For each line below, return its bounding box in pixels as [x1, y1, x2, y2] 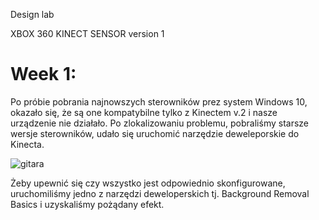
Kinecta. [10, 138, 45, 150]
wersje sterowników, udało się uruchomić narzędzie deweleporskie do [10, 127, 300, 139]
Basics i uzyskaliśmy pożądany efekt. [10, 198, 165, 210]
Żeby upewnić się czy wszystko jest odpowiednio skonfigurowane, [10, 177, 286, 189]
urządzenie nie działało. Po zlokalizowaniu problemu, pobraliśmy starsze [10, 117, 309, 129]
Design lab [10, 9, 55, 20]
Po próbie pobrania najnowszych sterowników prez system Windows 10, [10, 95, 308, 108]
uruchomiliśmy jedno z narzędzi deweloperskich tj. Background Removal [10, 187, 310, 199]
